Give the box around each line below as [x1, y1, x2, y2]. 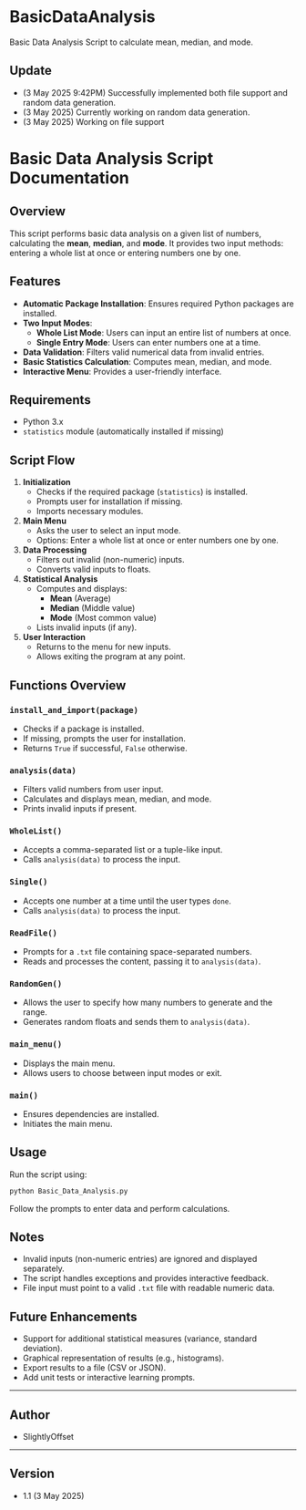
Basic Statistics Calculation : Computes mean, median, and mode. [22, 356, 272, 367]
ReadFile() [9, 927, 57, 938]
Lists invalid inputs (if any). [36, 622, 138, 633]
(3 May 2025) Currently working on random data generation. [22, 107, 250, 118]
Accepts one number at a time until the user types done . [22, 895, 232, 906]
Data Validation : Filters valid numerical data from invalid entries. [22, 346, 265, 357]
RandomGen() [9, 978, 63, 988]
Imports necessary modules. [36, 506, 144, 517]
